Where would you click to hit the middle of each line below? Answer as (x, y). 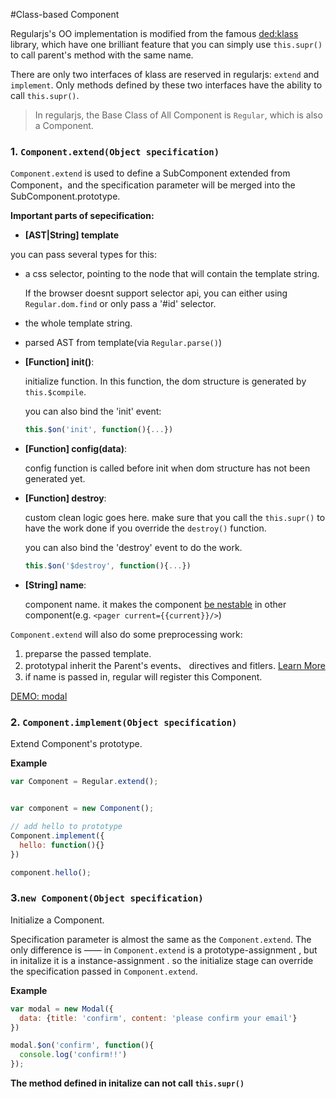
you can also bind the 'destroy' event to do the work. (133, 548)
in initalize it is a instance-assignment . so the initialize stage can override (162, 960)
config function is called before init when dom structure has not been (167, 468)
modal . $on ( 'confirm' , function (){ (82, 1045)
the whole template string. (78, 323)
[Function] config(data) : (75, 449)
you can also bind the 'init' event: (93, 411)
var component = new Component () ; (82, 809)
